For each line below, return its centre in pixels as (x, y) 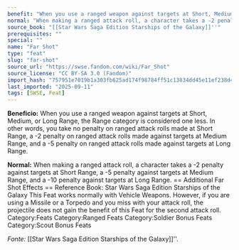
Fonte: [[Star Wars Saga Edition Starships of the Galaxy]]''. (93, 239)
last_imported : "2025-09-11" (51, 87)
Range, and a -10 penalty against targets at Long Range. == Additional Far (116, 180)
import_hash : (27, 80)
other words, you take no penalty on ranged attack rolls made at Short (110, 129)
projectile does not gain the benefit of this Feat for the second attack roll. (115, 210)
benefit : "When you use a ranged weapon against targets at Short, (110, 14)
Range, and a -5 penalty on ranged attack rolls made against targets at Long (119, 143)
